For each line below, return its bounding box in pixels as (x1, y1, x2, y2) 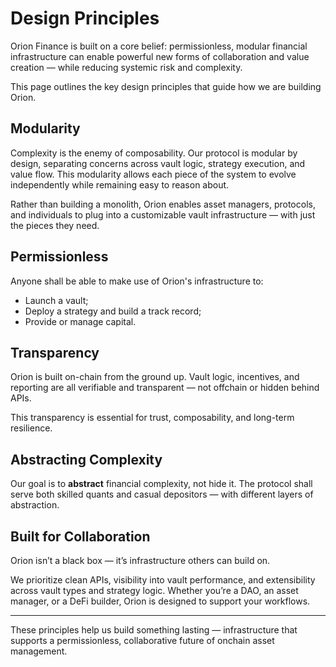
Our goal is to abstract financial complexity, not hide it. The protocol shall (10, 478, 313, 490)
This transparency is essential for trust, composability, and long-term (10, 412, 295, 424)
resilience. (10, 422, 53, 434)
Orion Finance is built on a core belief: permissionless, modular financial (10, 40, 308, 52)
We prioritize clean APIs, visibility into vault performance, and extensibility (10, 574, 316, 586)
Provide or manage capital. (24, 315, 137, 327)
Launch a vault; (24, 294, 89, 306)
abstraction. (10, 499, 60, 511)
